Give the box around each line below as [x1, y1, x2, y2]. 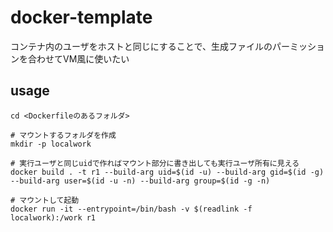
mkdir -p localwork [10, 139, 92, 149]
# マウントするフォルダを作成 [10, 130, 117, 140]
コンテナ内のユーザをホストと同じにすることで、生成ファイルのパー [10, 40, 290, 52]
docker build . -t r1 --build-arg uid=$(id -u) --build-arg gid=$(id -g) [10, 167, 325, 177]
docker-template [10, 6, 153, 29]
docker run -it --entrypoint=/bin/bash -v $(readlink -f [10, 204, 253, 214]
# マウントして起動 [10, 195, 80, 205]
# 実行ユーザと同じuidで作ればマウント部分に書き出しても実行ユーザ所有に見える [10, 158, 300, 168]
